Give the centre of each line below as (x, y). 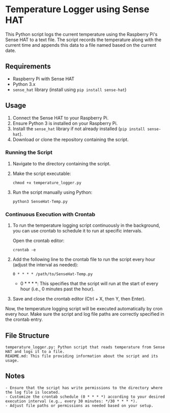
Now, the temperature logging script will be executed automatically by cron (84, 309)
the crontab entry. (24, 319)
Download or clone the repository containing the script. (70, 139)
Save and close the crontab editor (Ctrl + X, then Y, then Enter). (79, 299)
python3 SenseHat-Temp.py (40, 201)
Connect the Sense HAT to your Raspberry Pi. (61, 117)
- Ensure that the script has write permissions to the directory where (84, 388)
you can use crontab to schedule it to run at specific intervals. (77, 231)
